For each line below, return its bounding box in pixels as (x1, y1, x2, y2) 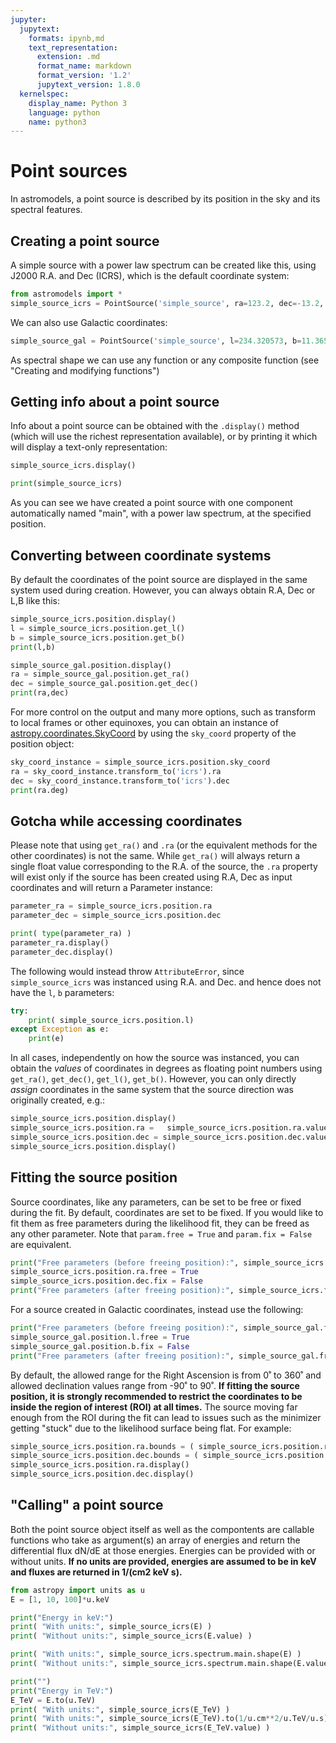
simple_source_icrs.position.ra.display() (10, 1460, 190, 1470)
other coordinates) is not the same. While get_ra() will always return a (10, 850, 301, 862)
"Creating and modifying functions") (10, 364, 160, 376)
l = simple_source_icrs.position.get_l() (10, 623, 186, 633)
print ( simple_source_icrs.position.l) (28, 1015, 195, 1025)
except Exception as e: (10, 1024, 110, 1035)
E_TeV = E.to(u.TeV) (10, 1695, 97, 1705)
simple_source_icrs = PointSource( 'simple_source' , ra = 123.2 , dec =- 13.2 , (10, 298, 325, 308)
